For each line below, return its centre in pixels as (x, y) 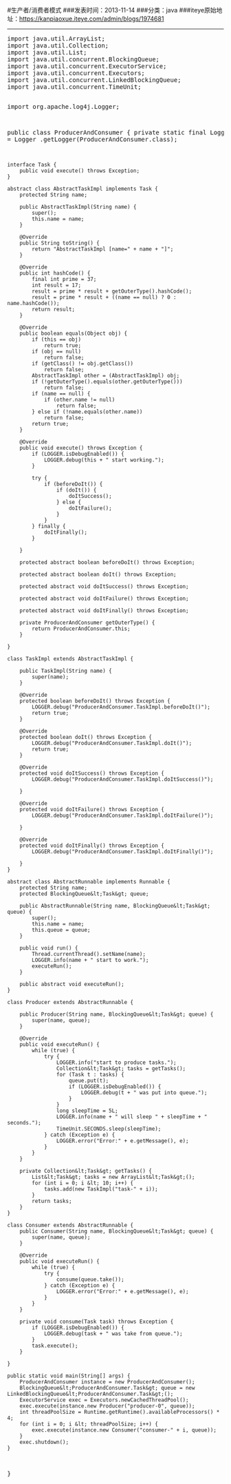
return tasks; (52, 1201)
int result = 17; (56, 285)
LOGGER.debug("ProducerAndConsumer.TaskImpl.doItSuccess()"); (123, 780)
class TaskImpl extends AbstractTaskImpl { (70, 659)
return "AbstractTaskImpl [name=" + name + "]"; (103, 249)
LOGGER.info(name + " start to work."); (90, 960)
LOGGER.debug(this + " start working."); (104, 460)
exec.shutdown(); (44, 1442)
